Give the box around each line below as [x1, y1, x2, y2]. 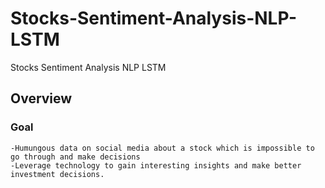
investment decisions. [10, 169, 105, 179]
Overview [10, 90, 73, 107]
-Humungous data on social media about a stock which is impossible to [10, 143, 315, 153]
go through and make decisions [10, 152, 141, 162]
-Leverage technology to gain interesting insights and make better [10, 160, 302, 171]
